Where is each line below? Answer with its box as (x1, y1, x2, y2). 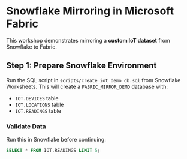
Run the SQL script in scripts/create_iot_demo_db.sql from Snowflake (6, 76, 181, 83)
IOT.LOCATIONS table (14, 101, 64, 108)
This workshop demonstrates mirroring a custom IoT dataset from (6, 37, 171, 44)
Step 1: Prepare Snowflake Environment (6, 61, 157, 71)
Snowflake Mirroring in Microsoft (6, 4, 174, 18)
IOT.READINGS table (14, 107, 62, 115)
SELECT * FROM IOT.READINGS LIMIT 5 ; (6, 148, 101, 154)
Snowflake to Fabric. (6, 43, 57, 50)
